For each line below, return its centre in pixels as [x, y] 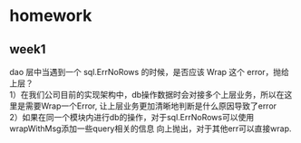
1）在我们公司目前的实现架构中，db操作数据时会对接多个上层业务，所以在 [147, 95]
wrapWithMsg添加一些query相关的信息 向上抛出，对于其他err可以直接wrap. [150, 129]
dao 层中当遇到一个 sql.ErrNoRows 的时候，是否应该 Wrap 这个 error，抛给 [150, 72]
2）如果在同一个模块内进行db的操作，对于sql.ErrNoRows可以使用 [132, 117]
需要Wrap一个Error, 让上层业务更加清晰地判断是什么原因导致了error [151, 106]
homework [51, 16]
